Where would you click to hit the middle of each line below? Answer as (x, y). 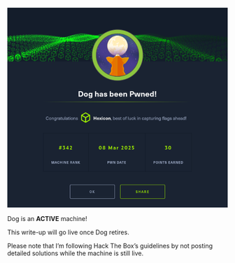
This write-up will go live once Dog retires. (68, 232)
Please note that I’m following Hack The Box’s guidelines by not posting (110, 246)
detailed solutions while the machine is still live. (76, 253)
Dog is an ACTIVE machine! (47, 218)
